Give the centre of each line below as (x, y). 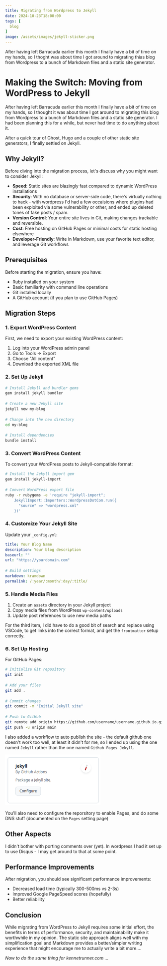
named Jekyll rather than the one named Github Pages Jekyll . (70, 747)
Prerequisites (26, 260)
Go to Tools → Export (34, 353)
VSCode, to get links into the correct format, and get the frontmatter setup (82, 631)
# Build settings (23, 571)
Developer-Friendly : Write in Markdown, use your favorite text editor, (83, 239)
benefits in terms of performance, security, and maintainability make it (77, 933)
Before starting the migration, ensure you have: (53, 272)
